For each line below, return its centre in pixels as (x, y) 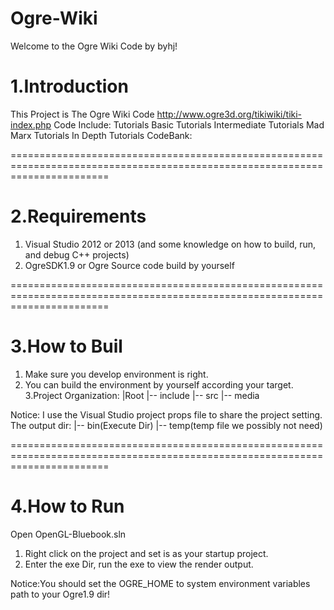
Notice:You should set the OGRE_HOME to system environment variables (160, 583)
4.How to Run (67, 506)
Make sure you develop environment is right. (116, 374)
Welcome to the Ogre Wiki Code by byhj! (94, 46)
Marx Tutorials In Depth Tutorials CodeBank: (101, 135)
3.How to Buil (66, 346)
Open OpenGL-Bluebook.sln (68, 534)
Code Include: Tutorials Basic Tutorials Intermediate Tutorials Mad (189, 124)
